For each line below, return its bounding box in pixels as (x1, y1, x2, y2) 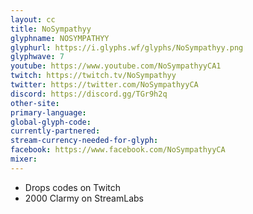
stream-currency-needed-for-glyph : (10, 136, 159, 146)
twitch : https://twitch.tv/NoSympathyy (10, 71, 177, 81)
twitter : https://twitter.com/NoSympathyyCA (10, 80, 199, 90)
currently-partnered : (10, 126, 101, 136)
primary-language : (10, 107, 87, 118)
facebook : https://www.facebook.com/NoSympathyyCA (10, 145, 226, 155)
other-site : (10, 98, 60, 108)
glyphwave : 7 (10, 52, 65, 62)
